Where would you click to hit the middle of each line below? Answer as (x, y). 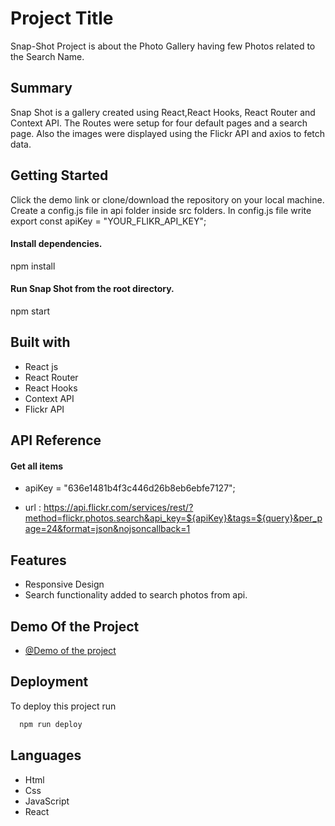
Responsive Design (64, 584)
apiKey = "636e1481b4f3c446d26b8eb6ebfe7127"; (130, 488)
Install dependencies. (56, 244)
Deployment (49, 682)
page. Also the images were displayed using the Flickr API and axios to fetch (168, 133)
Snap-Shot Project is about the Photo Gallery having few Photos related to (163, 46)
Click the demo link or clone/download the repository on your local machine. (167, 199)
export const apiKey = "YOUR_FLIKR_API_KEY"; (108, 221)
